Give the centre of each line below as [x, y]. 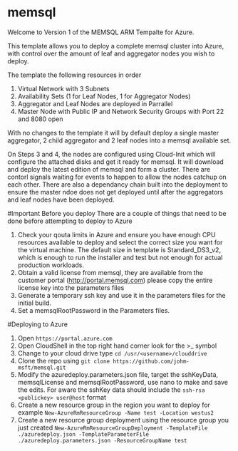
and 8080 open [40, 119]
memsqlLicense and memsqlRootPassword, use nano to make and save [123, 382]
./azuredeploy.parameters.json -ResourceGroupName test [102, 440]
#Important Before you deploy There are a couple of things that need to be [117, 213]
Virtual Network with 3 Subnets [63, 88]
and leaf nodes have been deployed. [61, 199]
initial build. [35, 303]
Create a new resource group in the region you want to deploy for [114, 405]
